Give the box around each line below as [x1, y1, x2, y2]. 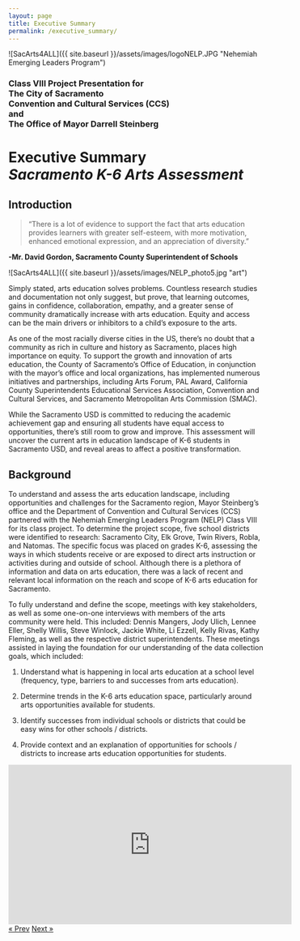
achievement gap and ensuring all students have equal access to [8, 418, 225, 428]
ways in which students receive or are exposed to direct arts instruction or [8, 550, 256, 559]
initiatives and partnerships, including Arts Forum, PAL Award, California [8, 377, 248, 387]
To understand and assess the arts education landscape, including [8, 490, 230, 499]
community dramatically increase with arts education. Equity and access [8, 310, 251, 319]
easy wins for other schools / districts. [19, 725, 148, 734]
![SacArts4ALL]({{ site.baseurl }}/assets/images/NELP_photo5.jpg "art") [8, 268, 248, 278]
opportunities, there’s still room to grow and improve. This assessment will [8, 427, 256, 437]
